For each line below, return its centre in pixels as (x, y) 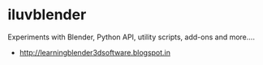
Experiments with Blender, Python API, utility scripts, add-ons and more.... (131, 37)
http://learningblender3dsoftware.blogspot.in (95, 52)
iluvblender (47, 15)
